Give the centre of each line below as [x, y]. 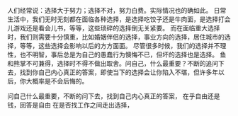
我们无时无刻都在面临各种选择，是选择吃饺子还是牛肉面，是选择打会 [131, 19]
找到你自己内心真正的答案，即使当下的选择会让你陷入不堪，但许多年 [119, 72]
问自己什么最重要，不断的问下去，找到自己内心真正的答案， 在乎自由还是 [114, 96]
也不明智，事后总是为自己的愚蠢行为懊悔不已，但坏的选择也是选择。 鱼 [123, 54]
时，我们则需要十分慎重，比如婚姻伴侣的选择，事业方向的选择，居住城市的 [116, 37]
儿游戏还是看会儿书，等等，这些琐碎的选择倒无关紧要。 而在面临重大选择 [114, 28]
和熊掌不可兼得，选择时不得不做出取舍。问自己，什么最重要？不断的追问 [113, 63]
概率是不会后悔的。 [60, 81]
